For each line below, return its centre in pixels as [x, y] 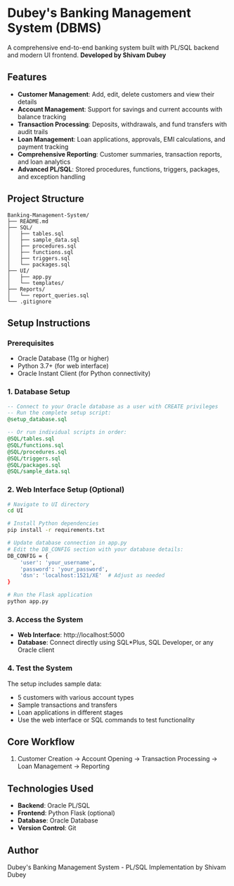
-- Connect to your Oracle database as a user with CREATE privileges [113, 406]
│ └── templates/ [36, 283]
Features [27, 77]
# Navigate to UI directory [48, 504]
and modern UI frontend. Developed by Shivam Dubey [87, 55]
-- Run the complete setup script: [59, 413]
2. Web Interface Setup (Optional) [66, 490]
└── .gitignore [30, 301]
